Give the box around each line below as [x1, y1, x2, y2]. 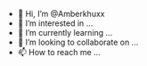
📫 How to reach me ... [17, 47, 101, 57]
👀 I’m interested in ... [17, 18, 94, 29]
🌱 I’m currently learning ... [17, 28, 113, 37]
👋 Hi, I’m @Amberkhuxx [17, 9, 105, 19]
